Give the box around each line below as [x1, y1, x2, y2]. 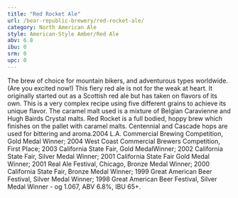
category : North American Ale [7, 24, 97, 31]
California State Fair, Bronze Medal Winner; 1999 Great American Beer [7, 167, 212, 175]
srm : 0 [7, 51, 27, 58]
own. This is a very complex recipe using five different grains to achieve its [7, 99, 227, 108]
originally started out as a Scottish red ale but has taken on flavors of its [7, 91, 218, 100]
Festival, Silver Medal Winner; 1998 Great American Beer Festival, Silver [7, 174, 217, 183]
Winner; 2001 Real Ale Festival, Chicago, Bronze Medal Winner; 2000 [7, 160, 210, 168]
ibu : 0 [7, 43, 27, 51]
